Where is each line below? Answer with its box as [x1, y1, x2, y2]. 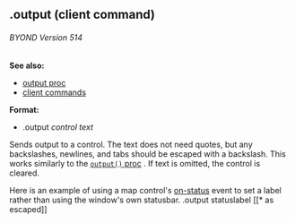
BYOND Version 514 [9, 31, 83, 43]
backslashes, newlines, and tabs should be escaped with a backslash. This [9, 148, 287, 159]
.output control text [22, 121, 94, 133]
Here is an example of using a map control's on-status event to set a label [9, 184, 282, 195]
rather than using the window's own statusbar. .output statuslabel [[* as [9, 194, 274, 205]
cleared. [9, 167, 40, 178]
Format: [9, 104, 39, 115]
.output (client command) [9, 7, 155, 22]
